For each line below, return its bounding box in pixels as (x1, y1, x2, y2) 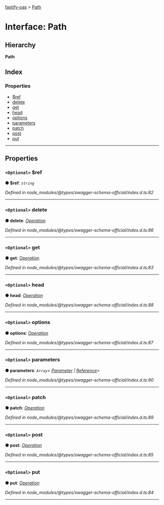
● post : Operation (5, 442, 42, 448)
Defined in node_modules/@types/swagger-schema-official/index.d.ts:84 (5, 489, 154, 495)
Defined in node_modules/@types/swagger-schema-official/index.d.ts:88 (5, 302, 154, 308)
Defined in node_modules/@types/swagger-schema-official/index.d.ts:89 (5, 414, 154, 421)
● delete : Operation (5, 218, 46, 224)
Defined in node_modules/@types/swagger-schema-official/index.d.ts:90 (5, 377, 154, 383)
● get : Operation (5, 255, 40, 261)
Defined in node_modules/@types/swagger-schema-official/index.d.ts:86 (5, 227, 154, 233)
